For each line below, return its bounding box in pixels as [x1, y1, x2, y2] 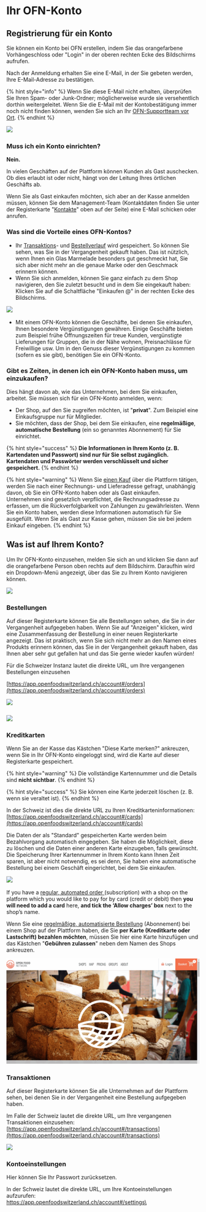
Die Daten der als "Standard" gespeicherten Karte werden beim [6, 832, 167, 839]
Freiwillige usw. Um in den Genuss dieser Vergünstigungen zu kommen [15, 345, 195, 352]
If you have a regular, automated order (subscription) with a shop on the [6, 889, 188, 896]
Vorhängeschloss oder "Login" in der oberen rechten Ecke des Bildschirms [6, 51, 196, 58]
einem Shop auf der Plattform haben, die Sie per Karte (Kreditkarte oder [6, 927, 191, 934]
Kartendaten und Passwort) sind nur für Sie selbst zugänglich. [6, 451, 169, 458]
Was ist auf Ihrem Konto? [6, 539, 104, 550]
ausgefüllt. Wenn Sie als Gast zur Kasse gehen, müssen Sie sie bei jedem [6, 515, 192, 522]
